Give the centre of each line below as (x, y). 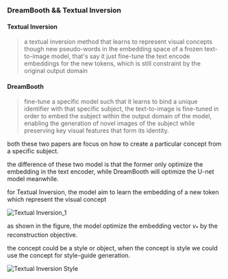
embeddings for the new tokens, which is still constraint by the (112, 64)
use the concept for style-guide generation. (69, 256)
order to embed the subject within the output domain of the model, (118, 116)
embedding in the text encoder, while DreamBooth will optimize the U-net (111, 172)
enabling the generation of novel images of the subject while (109, 123)
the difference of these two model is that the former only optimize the (105, 164)
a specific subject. (33, 151)
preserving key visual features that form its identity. (96, 131)
